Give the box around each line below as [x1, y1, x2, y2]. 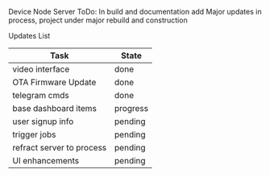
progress [114, 103, 149, 113]
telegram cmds [12, 90, 70, 101]
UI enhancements [12, 155, 79, 166]
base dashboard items [12, 103, 97, 113]
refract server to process [12, 142, 107, 153]
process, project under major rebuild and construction [8, 15, 188, 25]
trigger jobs [12, 129, 56, 140]
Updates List [8, 31, 51, 40]
